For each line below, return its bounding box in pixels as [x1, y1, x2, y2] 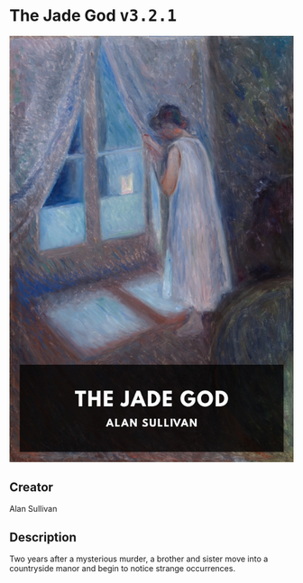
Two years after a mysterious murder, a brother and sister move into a [9, 553, 269, 564]
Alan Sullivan [9, 504, 58, 515]
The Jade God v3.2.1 [9, 5, 178, 26]
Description [9, 529, 77, 545]
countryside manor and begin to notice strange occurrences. [9, 563, 236, 574]
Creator [9, 479, 54, 496]
